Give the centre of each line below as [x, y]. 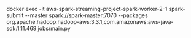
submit [15, 15]
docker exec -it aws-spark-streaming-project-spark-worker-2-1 [87, 9]
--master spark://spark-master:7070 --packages [87, 15]
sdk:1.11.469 [21, 28]
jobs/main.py [54, 28]
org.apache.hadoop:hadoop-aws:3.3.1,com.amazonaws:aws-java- [90, 22]
